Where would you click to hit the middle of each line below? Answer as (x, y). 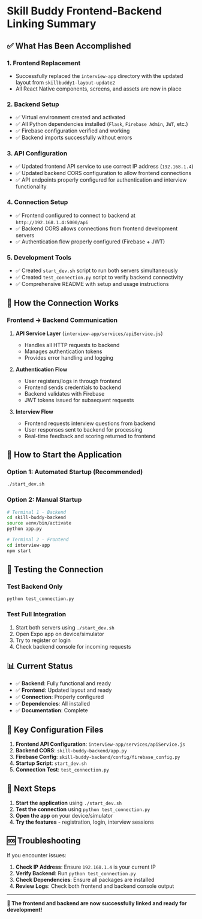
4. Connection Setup (37, 202)
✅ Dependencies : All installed (53, 704)
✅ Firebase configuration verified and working (73, 131)
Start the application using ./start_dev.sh (69, 803)
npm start (19, 551)
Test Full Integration (37, 614)
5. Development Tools (39, 257)
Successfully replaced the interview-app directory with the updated (99, 76)
